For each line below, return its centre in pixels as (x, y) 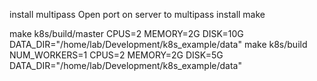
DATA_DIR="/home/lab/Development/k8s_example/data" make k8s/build (158, 44)
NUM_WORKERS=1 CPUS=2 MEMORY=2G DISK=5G (116, 55)
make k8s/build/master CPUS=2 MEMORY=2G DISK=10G (126, 33)
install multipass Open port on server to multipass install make (137, 14)
